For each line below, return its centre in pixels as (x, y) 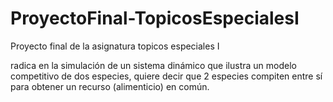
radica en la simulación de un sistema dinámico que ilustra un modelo (153, 65)
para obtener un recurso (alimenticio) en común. (110, 86)
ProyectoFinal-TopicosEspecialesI (155, 18)
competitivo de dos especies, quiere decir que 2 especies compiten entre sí (166, 76)
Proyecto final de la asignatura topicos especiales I (115, 46)
